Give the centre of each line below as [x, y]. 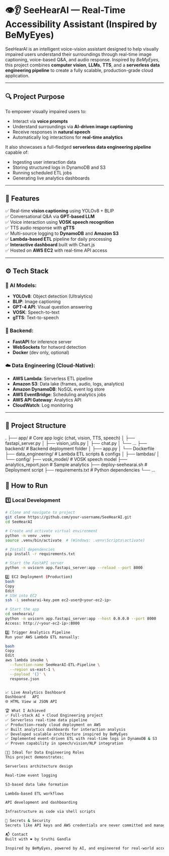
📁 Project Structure [36, 426]
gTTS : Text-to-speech [35, 318]
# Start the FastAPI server [35, 563]
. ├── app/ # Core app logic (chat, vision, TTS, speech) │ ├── [70, 438]
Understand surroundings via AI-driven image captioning [73, 126]
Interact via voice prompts [40, 121]
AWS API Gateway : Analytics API [47, 400]
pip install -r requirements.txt [40, 554]
